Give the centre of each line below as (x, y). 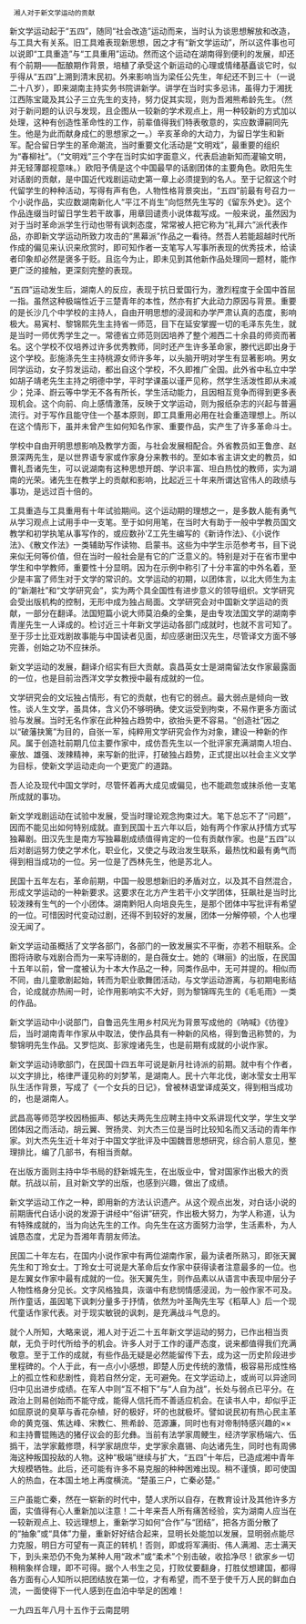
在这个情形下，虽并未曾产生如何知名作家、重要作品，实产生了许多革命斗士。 (153, 426)
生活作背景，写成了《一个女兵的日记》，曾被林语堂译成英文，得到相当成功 (155, 1087)
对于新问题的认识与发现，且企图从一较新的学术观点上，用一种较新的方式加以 (153, 111)
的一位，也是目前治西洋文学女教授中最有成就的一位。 (109, 678)
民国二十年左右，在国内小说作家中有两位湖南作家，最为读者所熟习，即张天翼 (153, 1255)
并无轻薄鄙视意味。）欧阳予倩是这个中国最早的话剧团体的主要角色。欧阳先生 (151, 168)
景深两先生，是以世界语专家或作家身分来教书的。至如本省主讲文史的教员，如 (153, 457)
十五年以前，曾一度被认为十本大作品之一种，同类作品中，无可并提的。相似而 (153, 968)
